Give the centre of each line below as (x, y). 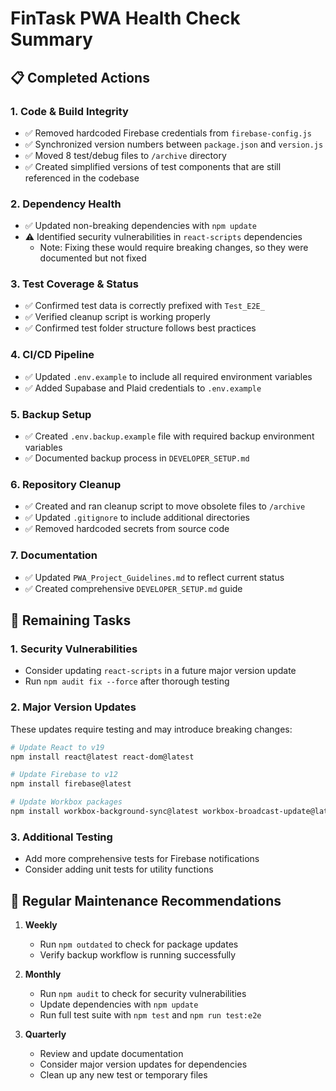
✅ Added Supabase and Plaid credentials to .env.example (143, 388)
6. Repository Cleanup (66, 484)
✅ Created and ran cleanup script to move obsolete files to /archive (165, 506)
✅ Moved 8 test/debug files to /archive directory (125, 155)
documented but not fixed (93, 258)
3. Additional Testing (61, 837)
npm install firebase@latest (71, 784)
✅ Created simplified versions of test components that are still (153, 166)
